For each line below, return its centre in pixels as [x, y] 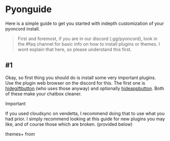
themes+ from [20, 134]
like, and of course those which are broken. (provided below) [69, 124]
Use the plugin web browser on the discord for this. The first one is [75, 83]
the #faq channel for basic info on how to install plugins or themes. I [89, 44]
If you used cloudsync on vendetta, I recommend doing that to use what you [85, 113]
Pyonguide [29, 9]
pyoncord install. [23, 28]
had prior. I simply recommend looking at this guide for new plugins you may [85, 119]
